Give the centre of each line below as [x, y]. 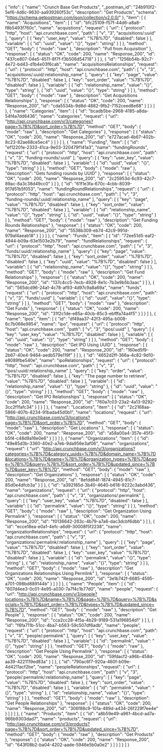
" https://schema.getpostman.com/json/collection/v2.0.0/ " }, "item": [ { [75, 17]
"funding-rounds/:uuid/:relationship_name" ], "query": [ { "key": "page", [77, 199]
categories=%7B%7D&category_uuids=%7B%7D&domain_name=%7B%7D [81, 454]
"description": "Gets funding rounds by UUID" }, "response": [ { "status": [78, 173]
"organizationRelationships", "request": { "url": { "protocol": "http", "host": [79, 532]
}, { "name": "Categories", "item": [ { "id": [46, 111]
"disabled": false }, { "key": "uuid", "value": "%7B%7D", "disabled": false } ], [81, 262]
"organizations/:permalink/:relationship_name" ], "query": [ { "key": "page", [80, 542]
